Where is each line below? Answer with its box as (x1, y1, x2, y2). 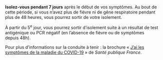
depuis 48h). (5, 35, 31, 41)
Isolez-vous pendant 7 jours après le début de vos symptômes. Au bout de (5, 4, 157, 10)
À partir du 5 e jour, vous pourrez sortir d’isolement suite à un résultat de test (5, 24, 159, 30)
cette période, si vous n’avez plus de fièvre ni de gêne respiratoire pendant (5, 9, 156, 15)
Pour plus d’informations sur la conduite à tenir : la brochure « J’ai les (5, 44, 144, 50)
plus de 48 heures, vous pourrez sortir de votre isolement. (5, 15, 122, 20)
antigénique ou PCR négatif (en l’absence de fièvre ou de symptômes (5, 30, 145, 35)
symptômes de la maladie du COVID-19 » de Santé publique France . (5, 49, 142, 55)
